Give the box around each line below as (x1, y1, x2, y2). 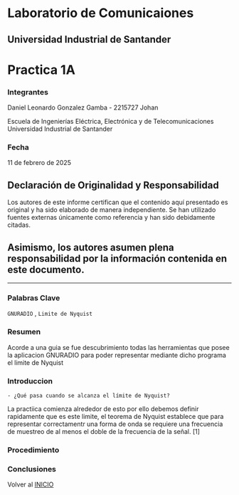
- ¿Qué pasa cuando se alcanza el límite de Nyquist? (7, 392, 171, 399)
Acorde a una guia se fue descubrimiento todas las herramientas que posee (7, 343, 230, 351)
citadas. (7, 220, 31, 229)
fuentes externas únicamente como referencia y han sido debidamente (7, 213, 216, 222)
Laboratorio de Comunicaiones (7, 5, 194, 21)
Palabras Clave (7, 293, 60, 303)
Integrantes (7, 87, 48, 97)
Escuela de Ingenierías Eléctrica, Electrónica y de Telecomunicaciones (7, 117, 214, 126)
